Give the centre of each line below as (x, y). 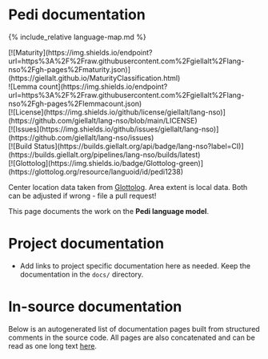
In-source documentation (95, 307)
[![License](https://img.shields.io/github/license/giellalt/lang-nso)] (117, 112)
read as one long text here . (53, 345)
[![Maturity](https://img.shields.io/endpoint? (80, 52)
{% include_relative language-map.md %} (77, 37)
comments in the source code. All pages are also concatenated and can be (132, 337)
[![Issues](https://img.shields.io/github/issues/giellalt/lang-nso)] (114, 129)
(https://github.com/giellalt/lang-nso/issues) (81, 137)
